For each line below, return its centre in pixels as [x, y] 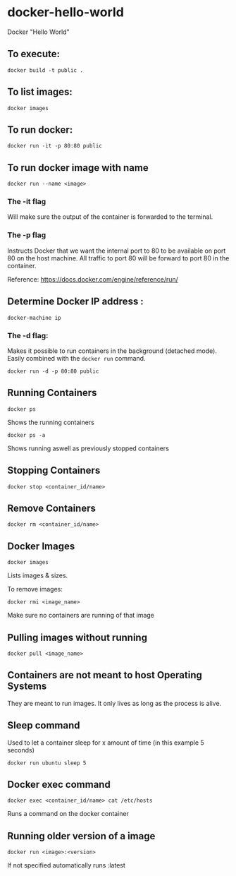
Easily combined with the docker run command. [76, 358]
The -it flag [27, 202]
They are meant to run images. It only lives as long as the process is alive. [114, 703]
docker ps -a [26, 435]
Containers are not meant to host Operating [105, 675]
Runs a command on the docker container [68, 814]
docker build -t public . [45, 70]
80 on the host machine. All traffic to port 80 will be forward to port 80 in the [118, 258]
